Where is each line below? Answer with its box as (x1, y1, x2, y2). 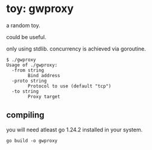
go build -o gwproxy (6, 137, 58, 143)
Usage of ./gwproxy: (6, 62, 58, 68)
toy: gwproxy (6, 2, 74, 16)
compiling (6, 110, 45, 120)
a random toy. (6, 22, 41, 29)
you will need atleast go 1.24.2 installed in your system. (6, 126, 143, 133)
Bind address (28, 72, 61, 78)
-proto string (11, 78, 47, 84)
